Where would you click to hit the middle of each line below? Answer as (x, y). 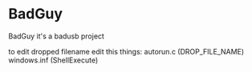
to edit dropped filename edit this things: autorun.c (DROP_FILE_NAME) (126, 51)
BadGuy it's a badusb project (56, 36)
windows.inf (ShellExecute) (53, 60)
